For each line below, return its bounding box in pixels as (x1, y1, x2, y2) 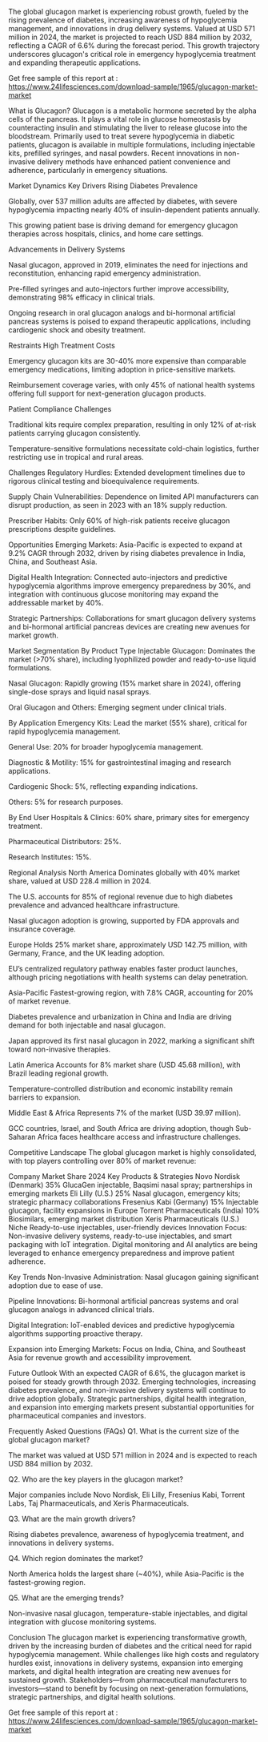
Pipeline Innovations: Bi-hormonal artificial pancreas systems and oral (8, 1297, 238, 1305)
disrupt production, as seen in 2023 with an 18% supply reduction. (8, 501, 228, 509)
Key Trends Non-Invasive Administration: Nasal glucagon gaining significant (8, 1273, 259, 1281)
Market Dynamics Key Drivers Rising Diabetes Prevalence (8, 181, 198, 191)
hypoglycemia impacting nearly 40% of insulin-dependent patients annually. (8, 205, 260, 215)
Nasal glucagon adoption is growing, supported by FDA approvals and (8, 916, 240, 925)
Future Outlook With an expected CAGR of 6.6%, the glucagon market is (8, 1369, 246, 1378)
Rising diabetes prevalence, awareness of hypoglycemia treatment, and (8, 1530, 245, 1539)
